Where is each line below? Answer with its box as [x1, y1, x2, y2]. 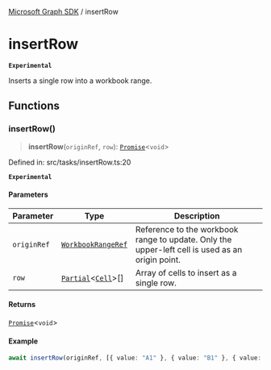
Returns [8, 300, 36, 310]
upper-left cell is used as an [135, 243, 243, 255]
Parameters [8, 189, 48, 200]
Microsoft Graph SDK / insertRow [8, 7, 119, 16]
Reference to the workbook [135, 223, 239, 235]
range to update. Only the [135, 234, 232, 245]
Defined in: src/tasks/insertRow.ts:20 [8, 157, 131, 167]
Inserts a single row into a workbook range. [8, 76, 152, 85]
